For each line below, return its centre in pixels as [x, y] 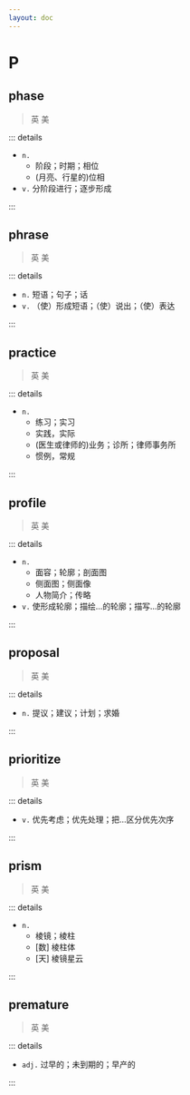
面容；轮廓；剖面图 [71, 572]
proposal [34, 653]
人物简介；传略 [63, 595]
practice [33, 352]
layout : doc [31, 18]
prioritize [35, 760]
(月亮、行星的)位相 [70, 177]
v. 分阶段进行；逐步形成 [66, 188]
